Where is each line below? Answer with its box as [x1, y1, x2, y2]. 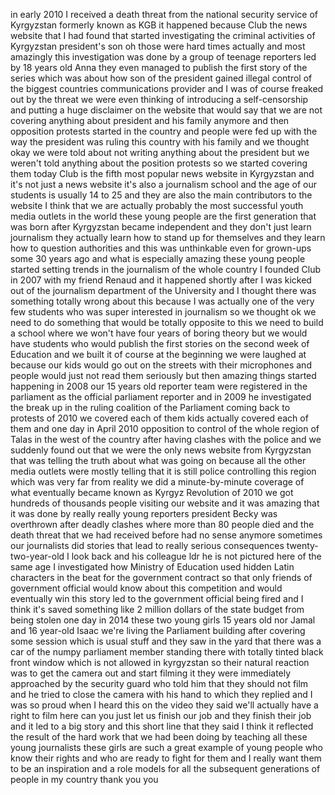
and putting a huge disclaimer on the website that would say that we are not [10, 104, 323, 116]
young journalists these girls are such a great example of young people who [10, 742, 323, 753]
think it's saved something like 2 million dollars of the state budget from [10, 604, 305, 615]
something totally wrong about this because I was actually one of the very [10, 295, 315, 307]
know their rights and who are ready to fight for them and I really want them [10, 752, 322, 764]
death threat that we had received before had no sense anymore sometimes [10, 529, 323, 541]
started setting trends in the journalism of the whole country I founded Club [10, 264, 322, 275]
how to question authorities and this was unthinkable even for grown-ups [10, 242, 312, 254]
